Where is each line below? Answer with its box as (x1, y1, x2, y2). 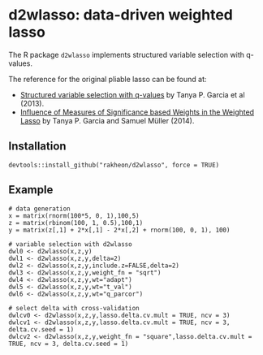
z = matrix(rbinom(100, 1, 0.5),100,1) (8, 219, 144, 227)
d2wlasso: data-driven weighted (8, 6, 234, 24)
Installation (8, 140, 67, 154)
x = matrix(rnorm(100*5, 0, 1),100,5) (8, 211, 140, 220)
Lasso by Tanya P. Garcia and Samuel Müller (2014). (19, 115, 195, 125)
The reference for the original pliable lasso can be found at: (8, 74, 207, 84)
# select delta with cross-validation (8, 304, 140, 312)
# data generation (8, 205, 71, 213)
